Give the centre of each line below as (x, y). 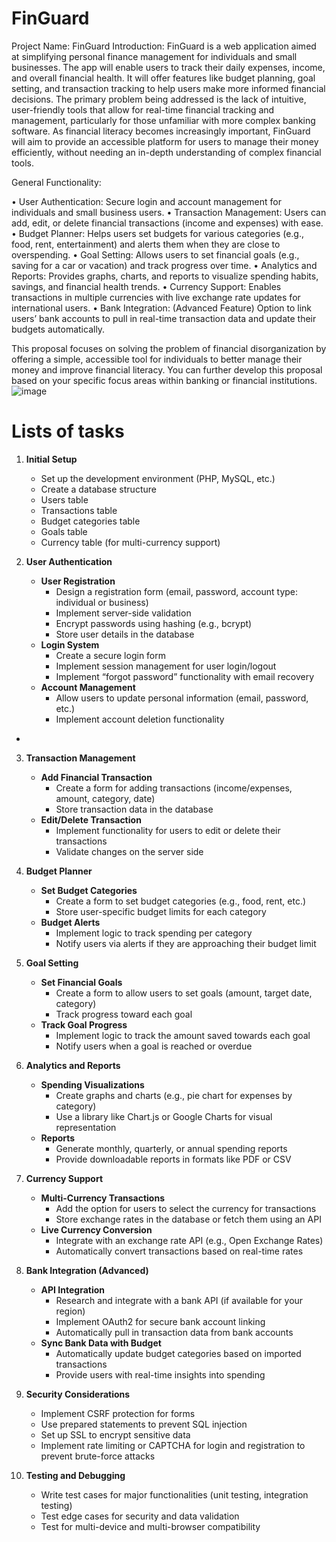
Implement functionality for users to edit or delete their (168, 830)
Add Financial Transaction (96, 777)
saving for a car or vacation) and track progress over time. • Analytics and (164, 265)
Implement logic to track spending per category (154, 933)
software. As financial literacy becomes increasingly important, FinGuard (161, 131)
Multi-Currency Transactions (103, 1198)
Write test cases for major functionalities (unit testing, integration (174, 1494)
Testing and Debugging (75, 1475)
